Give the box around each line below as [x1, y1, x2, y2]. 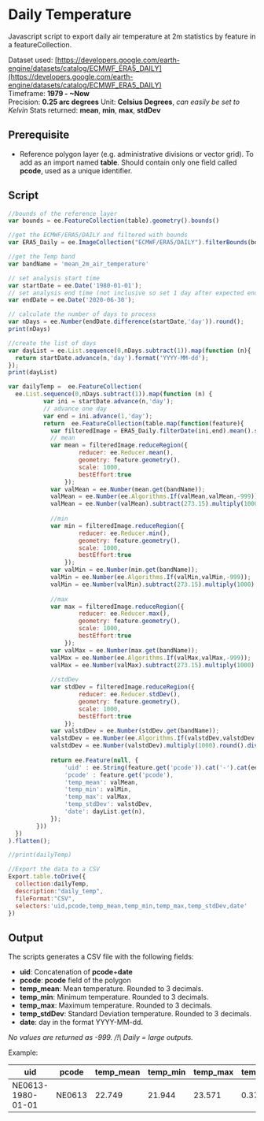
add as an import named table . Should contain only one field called [19, 158, 237, 167]
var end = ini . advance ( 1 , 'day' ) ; [42, 412, 153, 420]
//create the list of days [8, 339, 97, 347]
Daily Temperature [8, 6, 132, 24]
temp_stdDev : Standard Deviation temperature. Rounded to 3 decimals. [19, 1009, 252, 1019]
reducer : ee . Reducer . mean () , [78, 449, 174, 457]
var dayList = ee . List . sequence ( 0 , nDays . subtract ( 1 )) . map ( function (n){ [8, 347, 251, 354]
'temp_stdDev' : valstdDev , [64, 800, 153, 808]
